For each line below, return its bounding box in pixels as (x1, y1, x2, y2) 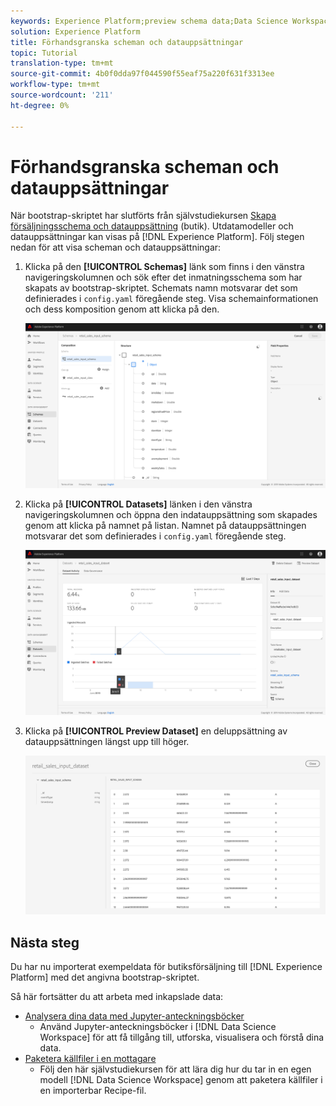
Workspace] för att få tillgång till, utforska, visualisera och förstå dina (39, 1031, 325, 1044)
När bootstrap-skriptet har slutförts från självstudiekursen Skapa (10, 210, 277, 222)
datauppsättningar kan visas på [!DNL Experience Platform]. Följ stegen (10, 231, 305, 243)
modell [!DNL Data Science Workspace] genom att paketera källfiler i (39, 1074, 323, 1086)
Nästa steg (10, 934, 80, 951)
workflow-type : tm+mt (10, 80, 101, 90)
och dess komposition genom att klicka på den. (24, 303, 220, 315)
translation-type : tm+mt (10, 58, 114, 69)
